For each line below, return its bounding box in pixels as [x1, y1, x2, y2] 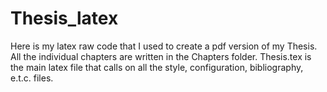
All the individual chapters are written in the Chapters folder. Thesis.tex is [10, 50, 312, 62]
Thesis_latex [10, 7, 119, 30]
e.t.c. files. [10, 72, 54, 84]
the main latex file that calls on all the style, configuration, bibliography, [10, 61, 304, 73]
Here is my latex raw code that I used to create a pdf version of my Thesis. [10, 40, 318, 52]
